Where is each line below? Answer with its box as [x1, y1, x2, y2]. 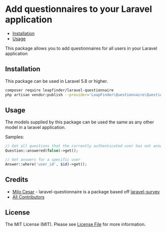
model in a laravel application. [5, 124, 66, 130]
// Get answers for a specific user [5, 157, 81, 162]
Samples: [5, 134, 24, 140]
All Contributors [12, 194, 44, 200]
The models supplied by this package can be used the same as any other [5, 119, 154, 125]
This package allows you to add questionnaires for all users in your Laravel [5, 45, 157, 51]
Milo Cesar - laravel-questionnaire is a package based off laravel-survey [12, 188, 160, 194]
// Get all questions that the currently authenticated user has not [5, 144, 152, 149]
